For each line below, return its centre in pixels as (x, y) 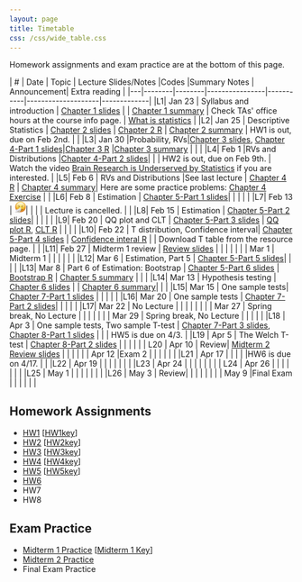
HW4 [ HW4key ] (51, 462)
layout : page (34, 19)
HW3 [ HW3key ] (51, 452)
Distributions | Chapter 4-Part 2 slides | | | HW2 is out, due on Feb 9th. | (141, 159)
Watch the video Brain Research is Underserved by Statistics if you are (141, 168)
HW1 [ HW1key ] (50, 433)
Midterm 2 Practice (58, 559)
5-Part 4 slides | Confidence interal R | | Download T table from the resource (151, 240)
